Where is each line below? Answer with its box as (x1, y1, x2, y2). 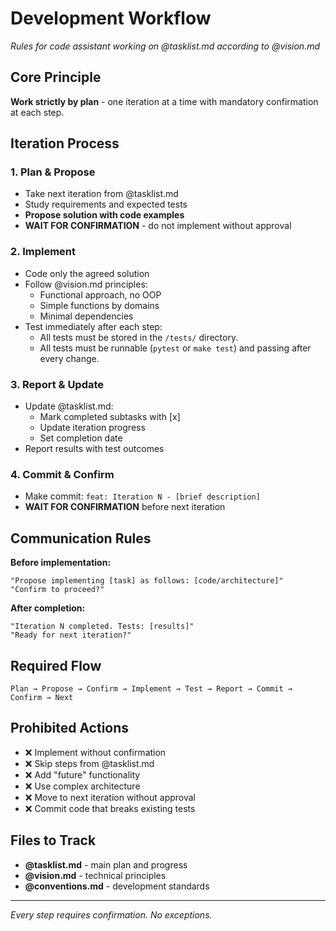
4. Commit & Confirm (10, 467, 115, 481)
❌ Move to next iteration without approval (24, 791, 196, 803)
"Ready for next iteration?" (10, 630, 132, 641)
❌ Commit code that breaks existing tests (24, 802, 196, 814)
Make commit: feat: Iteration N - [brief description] (24, 490, 261, 502)
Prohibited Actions (10, 720, 130, 737)
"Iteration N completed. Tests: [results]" (10, 622, 195, 632)
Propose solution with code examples (24, 209, 185, 221)
